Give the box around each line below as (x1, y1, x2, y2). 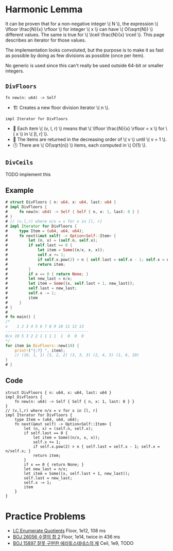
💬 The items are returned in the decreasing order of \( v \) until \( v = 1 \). (12, 136, 167, 142)
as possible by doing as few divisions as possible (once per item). (5, 52, 145, 59)
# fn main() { (5, 315, 36, 320)
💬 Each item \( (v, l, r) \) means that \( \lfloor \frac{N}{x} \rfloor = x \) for (12, 125, 165, 132)
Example (5, 186, 34, 195)
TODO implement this (5, 171, 51, 177)
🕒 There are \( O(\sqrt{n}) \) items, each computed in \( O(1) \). (12, 142, 147, 148)
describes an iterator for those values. (5, 37, 86, 43)
